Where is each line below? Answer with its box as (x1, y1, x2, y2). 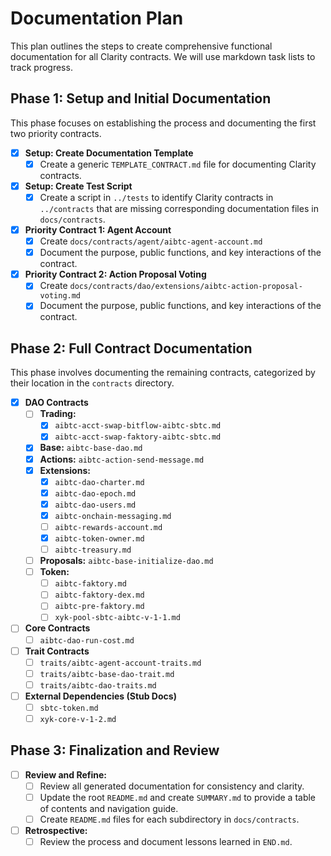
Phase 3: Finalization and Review (10, 742, 220, 759)
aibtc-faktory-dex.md (54, 590, 145, 601)
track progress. (10, 61, 73, 73)
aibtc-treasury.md (54, 545, 132, 555)
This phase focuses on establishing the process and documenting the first (10, 117, 317, 129)
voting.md (39, 291, 82, 301)
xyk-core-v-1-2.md (39, 714, 117, 724)
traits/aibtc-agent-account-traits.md (39, 658, 202, 668)
